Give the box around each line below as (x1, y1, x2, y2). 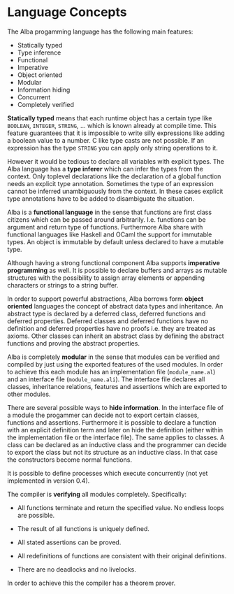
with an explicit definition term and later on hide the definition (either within (7, 425, 224, 434)
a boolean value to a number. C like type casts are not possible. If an (7, 136, 205, 144)
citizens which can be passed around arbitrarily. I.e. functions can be (7, 215, 206, 224)
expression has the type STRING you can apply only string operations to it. (7, 143, 218, 152)
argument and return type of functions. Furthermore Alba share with (7, 222, 203, 231)
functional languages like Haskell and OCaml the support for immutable (7, 230, 212, 239)
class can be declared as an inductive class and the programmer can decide (7, 440, 227, 448)
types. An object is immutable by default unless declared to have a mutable (7, 237, 224, 246)
